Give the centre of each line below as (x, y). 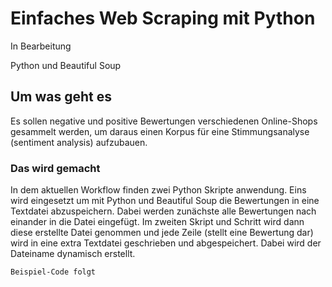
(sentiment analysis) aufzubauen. (79, 142)
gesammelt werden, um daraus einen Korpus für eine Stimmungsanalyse (160, 131)
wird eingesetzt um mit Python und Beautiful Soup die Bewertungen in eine (165, 201)
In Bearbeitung (41, 46)
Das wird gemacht (55, 168)
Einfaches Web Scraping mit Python (163, 18)
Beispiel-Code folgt (53, 272)
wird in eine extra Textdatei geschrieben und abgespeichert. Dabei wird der (166, 243)
